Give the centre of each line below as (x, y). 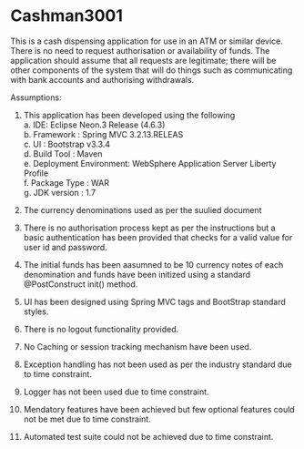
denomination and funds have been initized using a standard (137, 274)
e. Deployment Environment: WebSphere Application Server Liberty (150, 163)
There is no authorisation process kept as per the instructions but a (149, 228)
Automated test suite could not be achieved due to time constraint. (148, 436)
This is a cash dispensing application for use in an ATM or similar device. (147, 41)
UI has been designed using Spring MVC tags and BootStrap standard (154, 301)
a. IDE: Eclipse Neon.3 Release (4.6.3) (94, 125)
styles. (36, 311)
